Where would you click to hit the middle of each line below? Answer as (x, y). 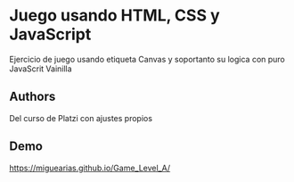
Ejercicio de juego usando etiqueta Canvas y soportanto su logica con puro (147, 59)
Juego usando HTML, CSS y (114, 16)
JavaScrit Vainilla (41, 69)
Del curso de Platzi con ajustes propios (81, 118)
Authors (33, 97)
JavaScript (50, 34)
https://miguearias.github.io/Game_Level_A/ (90, 168)
